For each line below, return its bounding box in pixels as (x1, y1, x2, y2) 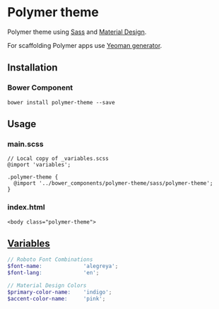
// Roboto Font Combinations (7, 256, 93, 263)
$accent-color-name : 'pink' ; (7, 295, 106, 302)
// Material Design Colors (7, 282, 87, 289)
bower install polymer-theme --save (7, 99, 115, 106)
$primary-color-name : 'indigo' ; (7, 289, 112, 296)
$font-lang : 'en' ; (7, 269, 100, 277)
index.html (7, 202, 45, 212)
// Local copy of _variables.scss (7, 155, 109, 162)
